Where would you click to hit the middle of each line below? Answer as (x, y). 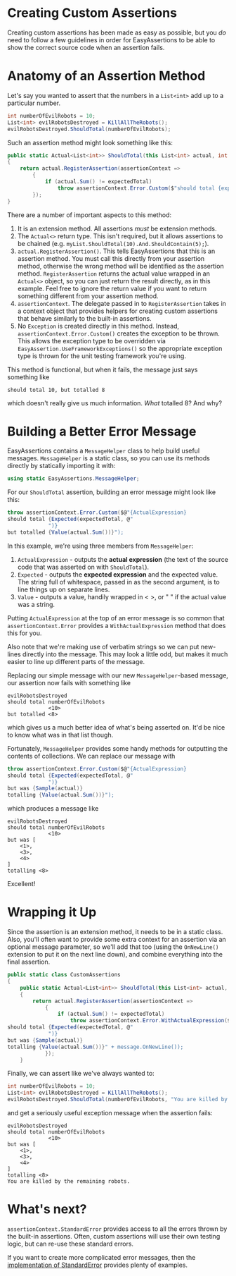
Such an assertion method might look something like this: (90, 142)
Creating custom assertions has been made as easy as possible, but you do (117, 32)
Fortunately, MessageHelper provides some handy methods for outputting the (118, 748)
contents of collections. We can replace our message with (91, 756)
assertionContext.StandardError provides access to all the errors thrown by (117, 1229)
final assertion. (29, 962)
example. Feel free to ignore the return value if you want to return (112, 288)
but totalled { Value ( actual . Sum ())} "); (66, 532)
